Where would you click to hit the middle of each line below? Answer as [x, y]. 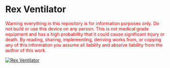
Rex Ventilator [36, 9]
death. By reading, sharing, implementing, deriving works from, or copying [83, 40]
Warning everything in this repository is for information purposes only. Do [82, 23]
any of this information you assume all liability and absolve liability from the [84, 45]
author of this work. [26, 50]
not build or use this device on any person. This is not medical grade [77, 28]
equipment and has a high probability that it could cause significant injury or [85, 34]
